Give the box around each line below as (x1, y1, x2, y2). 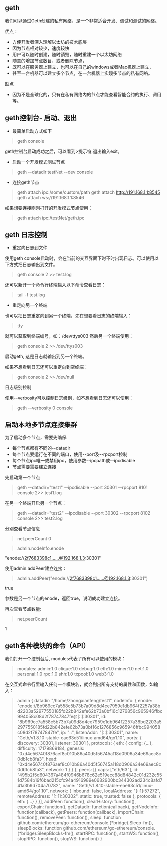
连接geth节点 (12, 179, 40, 185)
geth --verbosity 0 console (17, 405, 73, 411)
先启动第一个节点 (5, 474, 40, 481)
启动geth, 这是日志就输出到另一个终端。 (5, 353, 87, 359)
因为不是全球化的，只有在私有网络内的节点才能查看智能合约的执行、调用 (12, 91, 161, 97)
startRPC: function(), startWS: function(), (75, 830, 160, 836)
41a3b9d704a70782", (17, 783, 62, 789)
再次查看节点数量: (5, 606, 42, 612)
